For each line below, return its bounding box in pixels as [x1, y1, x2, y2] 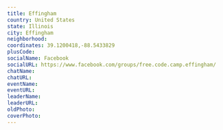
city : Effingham [7, 29, 54, 36]
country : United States [7, 17, 75, 23]
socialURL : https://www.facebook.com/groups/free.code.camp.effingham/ [7, 61, 216, 68]
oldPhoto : [7, 106, 36, 113]
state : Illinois [7, 23, 54, 30]
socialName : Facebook [7, 55, 69, 62]
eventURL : [7, 87, 36, 94]
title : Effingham [7, 10, 57, 17]
